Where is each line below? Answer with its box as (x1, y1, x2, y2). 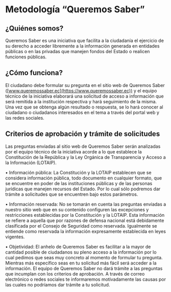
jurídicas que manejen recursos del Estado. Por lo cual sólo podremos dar (5, 186, 161, 192)
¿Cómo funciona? (5, 69, 63, 77)
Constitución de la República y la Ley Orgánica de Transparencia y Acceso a (5, 154, 166, 160)
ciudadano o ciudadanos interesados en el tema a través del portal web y (5, 109, 160, 116)
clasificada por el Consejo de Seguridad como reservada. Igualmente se (5, 222, 157, 229)
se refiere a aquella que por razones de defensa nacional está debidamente (5, 217, 164, 223)
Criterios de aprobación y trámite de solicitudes (5, 129, 160, 139)
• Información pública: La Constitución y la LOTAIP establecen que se (5, 169, 152, 175)
